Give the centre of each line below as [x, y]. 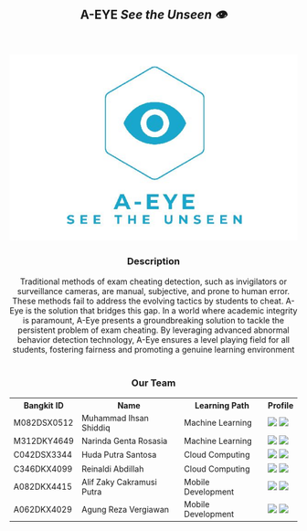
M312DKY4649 [44, 441]
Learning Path [222, 405]
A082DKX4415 [43, 487]
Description [153, 261]
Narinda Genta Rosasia [125, 441]
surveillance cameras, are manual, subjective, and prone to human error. [153, 291]
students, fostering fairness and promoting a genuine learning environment [153, 349]
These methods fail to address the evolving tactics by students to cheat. [148, 301]
